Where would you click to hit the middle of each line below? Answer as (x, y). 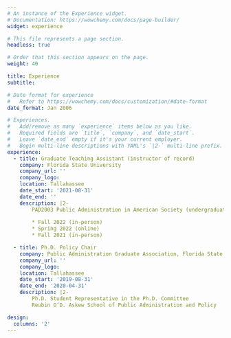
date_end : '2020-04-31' (54, 286)
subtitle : (21, 82)
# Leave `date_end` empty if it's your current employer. (95, 139)
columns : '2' (32, 324)
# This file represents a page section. (66, 38)
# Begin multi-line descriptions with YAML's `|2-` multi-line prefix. (115, 146)
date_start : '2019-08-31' (57, 280)
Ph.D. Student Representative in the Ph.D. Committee (110, 299)
